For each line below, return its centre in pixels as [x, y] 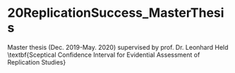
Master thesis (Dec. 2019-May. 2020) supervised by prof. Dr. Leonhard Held [118, 47]
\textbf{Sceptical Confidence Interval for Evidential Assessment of [104, 55]
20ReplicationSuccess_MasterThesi [116, 13]
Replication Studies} [37, 62]
